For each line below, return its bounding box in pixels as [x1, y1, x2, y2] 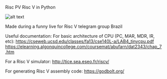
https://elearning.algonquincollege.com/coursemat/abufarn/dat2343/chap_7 [5, 44, 162, 49]
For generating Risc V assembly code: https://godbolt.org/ [5, 68, 125, 74]
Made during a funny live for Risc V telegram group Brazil [5, 23, 123, 29]
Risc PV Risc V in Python [5, 4, 56, 10]
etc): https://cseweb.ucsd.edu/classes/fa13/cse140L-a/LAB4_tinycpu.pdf [5, 38, 154, 44]
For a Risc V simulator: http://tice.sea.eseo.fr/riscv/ [5, 59, 109, 64]
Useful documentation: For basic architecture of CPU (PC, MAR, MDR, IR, [5, 33, 155, 39]
